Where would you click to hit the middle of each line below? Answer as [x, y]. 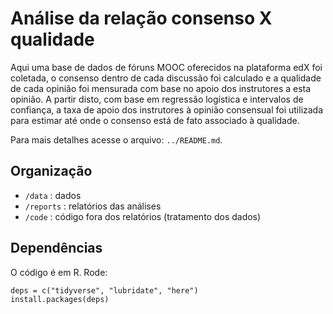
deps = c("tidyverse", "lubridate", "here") [104, 290]
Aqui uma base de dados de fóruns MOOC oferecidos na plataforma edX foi [166, 67]
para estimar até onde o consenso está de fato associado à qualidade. [155, 120]
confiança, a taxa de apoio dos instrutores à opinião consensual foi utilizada [167, 109]
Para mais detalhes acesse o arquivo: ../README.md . [116, 139]
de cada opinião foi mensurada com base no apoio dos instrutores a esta [161, 88]
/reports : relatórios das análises [93, 206]
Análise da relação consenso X [141, 18]
